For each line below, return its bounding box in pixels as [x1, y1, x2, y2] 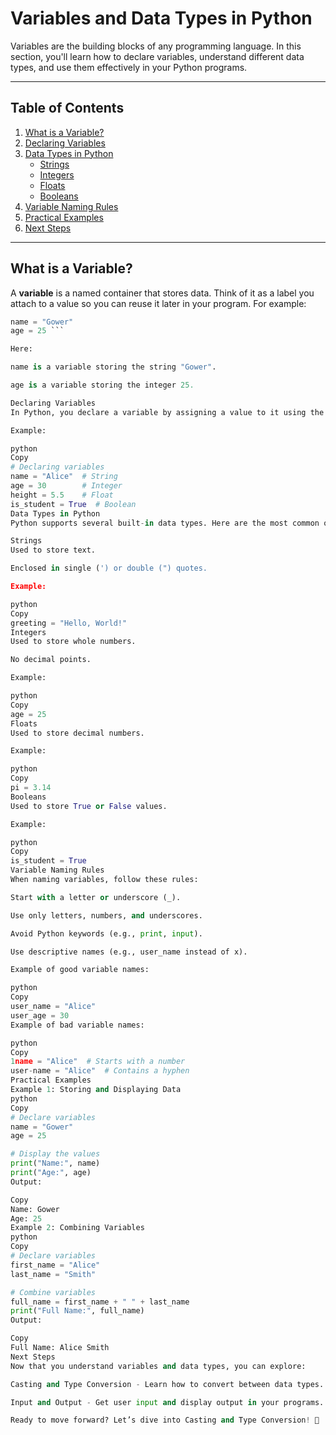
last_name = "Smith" [10, 1269, 97, 1279]
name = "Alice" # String [10, 472, 118, 482]
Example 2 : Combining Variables [10, 1223, 145, 1233]
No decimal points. [10, 655, 92, 665]
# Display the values [10, 1149, 101, 1159]
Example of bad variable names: [10, 1020, 145, 1030]
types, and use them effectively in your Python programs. [10, 61, 248, 73]
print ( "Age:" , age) [10, 1168, 92, 1178]
